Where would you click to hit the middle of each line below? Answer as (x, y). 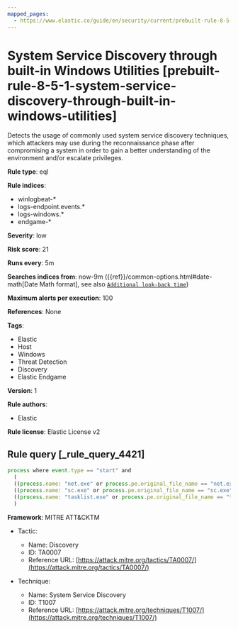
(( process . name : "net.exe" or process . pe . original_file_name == (110, 484)
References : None (34, 312)
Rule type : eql (28, 172)
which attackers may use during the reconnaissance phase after (101, 143)
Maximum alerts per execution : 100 (60, 298)
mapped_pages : (28, 14)
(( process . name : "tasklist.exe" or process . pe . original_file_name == (118, 497)
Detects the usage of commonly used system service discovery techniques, (118, 135)
